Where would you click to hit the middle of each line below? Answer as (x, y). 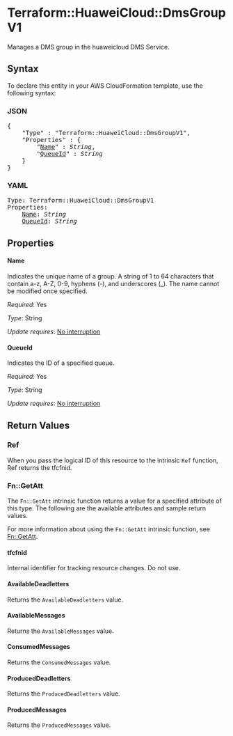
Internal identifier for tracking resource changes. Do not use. (94, 568)
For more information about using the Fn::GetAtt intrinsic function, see (109, 529)
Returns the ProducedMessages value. (59, 725)
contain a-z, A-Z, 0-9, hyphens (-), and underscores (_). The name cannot (113, 283)
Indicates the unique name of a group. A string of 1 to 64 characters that (111, 276)
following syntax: (32, 93)
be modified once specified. (48, 291)
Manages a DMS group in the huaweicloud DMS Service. (89, 47)
